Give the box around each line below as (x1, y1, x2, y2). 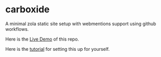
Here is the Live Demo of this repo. (5, 36, 79, 42)
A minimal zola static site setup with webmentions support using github (5, 21, 156, 27)
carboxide (5, 4, 50, 15)
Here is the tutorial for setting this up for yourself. (5, 46, 110, 52)
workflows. (5, 26, 29, 32)
